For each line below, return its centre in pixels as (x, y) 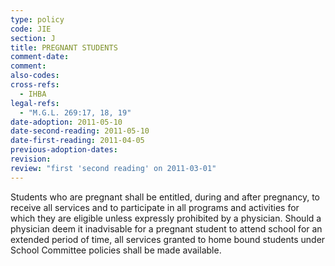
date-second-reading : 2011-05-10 (80, 131)
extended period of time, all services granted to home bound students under (168, 239)
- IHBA (33, 94)
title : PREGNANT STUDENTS (64, 47)
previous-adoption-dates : (64, 150)
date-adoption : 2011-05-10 (66, 122)
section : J (33, 38)
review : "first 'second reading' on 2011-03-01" (113, 168)
